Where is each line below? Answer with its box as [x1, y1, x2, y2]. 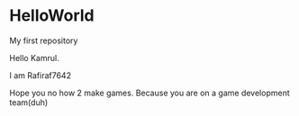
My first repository [9, 35, 78, 46]
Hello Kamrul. [9, 52, 60, 63]
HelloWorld [9, 5, 95, 26]
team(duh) [9, 96, 49, 108]
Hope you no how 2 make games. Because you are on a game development [9, 87, 290, 98]
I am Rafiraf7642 [9, 69, 72, 81]
